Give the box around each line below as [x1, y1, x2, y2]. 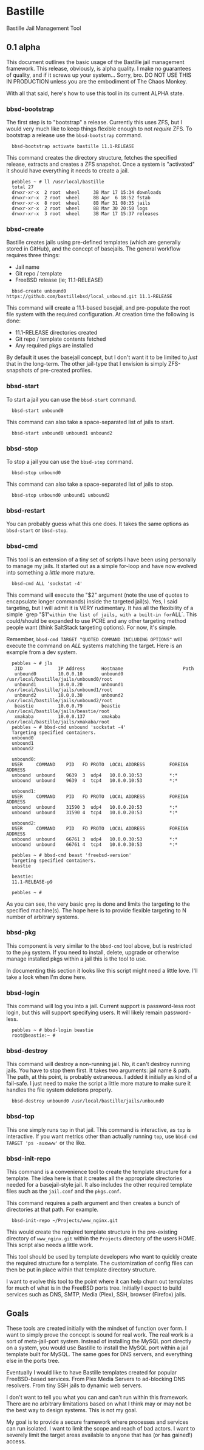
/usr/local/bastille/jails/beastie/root [6, 708, 110, 714]
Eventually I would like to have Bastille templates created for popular [6, 1368, 177, 1376]
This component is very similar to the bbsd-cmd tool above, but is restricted [6, 942, 192, 949]
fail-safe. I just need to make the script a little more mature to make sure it [6, 1080, 191, 1087]
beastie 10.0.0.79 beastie [14, 703, 121, 709]
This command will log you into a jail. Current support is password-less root [6, 1003, 195, 1010]
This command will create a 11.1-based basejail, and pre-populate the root [6, 304, 190, 311]
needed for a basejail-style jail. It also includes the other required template [6, 1181, 192, 1189]
